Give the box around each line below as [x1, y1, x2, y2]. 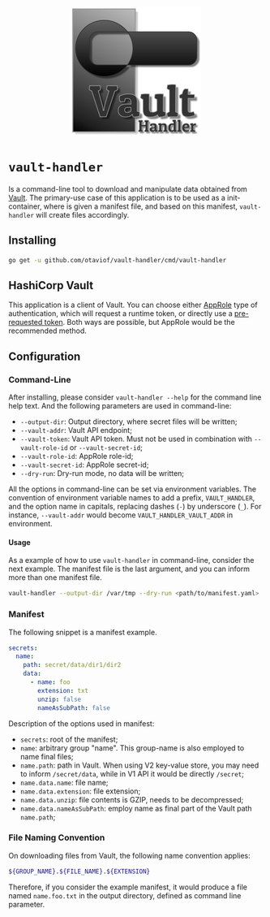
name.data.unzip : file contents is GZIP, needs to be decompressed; [19, 794, 244, 804]
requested [8, 318, 43, 327]
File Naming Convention [8, 832, 105, 843]
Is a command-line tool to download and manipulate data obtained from [8, 184, 247, 193]
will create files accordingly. [36, 210, 130, 219]
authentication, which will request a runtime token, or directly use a [8, 309, 233, 318]
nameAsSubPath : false [37, 703, 111, 712]
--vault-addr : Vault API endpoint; [19, 426, 132, 435]
